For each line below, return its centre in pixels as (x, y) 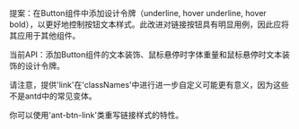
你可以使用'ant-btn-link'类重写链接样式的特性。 (97, 115)
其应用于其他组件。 (45, 35)
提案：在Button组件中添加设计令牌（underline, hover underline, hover (138, 13)
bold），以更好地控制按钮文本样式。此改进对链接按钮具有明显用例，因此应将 (149, 24)
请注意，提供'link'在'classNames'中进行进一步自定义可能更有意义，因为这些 (149, 85)
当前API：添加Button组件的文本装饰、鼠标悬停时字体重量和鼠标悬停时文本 (146, 55)
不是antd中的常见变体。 (53, 96)
